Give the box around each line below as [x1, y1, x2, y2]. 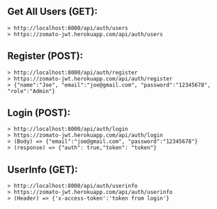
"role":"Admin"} [7, 87, 55, 95]
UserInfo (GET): [7, 164, 78, 176]
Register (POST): [7, 50, 84, 63]
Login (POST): [7, 107, 71, 119]
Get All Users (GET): [7, 6, 98, 18]
